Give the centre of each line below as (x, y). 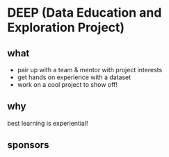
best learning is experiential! (48, 123)
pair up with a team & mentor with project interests (90, 70)
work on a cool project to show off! (67, 84)
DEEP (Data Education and (84, 13)
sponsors (28, 145)
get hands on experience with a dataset (74, 77)
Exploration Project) (66, 27)
